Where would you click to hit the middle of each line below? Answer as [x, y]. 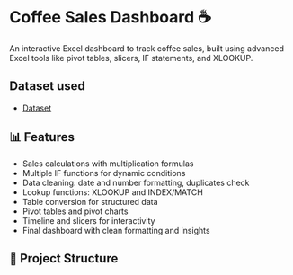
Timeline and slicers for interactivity [89, 220]
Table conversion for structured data [90, 201]
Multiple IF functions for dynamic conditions [104, 173]
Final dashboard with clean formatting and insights [116, 230]
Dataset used [47, 86]
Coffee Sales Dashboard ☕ [111, 18]
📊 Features [42, 137]
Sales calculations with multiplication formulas [108, 164]
